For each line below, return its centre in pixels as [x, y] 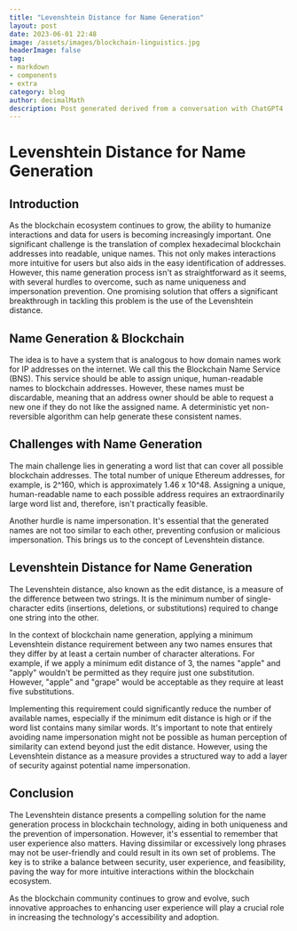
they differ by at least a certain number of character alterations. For [132, 654]
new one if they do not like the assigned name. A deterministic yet [130, 407]
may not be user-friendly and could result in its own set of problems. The [143, 852]
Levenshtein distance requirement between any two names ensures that [141, 644]
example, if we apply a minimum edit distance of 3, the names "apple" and [145, 662]
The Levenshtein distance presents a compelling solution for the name [137, 815]
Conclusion [42, 794]
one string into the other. [54, 617]
